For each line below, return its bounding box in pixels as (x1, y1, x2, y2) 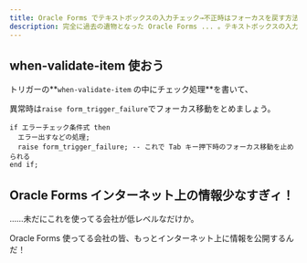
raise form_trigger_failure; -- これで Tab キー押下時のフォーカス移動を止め (17, 142, 294, 152)
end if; (9, 161, 39, 170)
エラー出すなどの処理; (17, 133, 90, 142)
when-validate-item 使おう (9, 58, 164, 73)
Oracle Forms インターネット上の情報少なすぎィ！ (9, 187, 295, 203)
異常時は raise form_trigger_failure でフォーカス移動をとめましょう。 (9, 103, 276, 114)
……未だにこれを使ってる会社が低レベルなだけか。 (9, 214, 199, 225)
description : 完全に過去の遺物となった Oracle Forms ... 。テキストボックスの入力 (9, 22, 300, 31)
